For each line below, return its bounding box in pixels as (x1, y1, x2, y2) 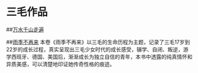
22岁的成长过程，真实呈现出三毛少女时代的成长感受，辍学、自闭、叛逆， (6, 45, 184, 53)
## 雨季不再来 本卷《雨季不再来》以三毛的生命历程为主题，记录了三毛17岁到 (6, 38, 190, 45)
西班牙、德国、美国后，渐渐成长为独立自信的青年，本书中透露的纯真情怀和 (11, 53, 193, 60)
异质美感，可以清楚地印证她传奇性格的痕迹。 (6, 60, 115, 68)
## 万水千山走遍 (6, 26, 44, 33)
